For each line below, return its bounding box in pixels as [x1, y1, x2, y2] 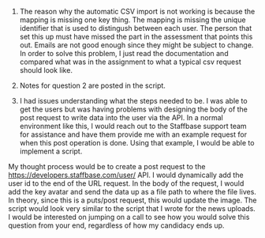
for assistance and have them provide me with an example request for [19, 130, 247, 139]
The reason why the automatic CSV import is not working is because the [19, 7, 256, 16]
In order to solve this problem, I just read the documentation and [19, 49, 229, 58]
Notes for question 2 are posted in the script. [19, 81, 166, 90]
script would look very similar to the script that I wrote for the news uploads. [8, 204, 256, 213]
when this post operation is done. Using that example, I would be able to [19, 138, 255, 147]
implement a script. [19, 146, 83, 156]
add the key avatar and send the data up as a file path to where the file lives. [8, 187, 256, 196]
